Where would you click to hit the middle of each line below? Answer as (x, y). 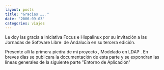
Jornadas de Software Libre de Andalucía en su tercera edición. (70, 43)
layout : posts (20, 10)
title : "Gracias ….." (27, 14)
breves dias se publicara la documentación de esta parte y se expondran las (82, 57)
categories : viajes (25, 23)
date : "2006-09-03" (25, 19)
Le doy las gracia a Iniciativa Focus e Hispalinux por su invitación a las (76, 37)
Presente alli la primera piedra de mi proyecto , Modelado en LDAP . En (77, 52)
